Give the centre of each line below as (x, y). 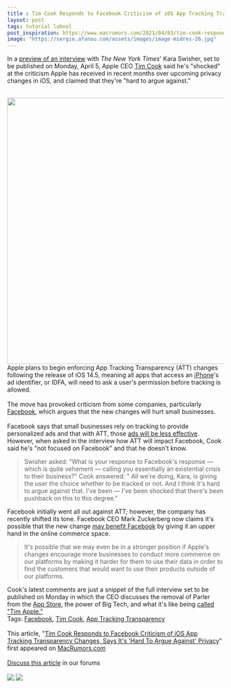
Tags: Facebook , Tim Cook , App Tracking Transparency (86, 619)
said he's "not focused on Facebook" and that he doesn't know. (97, 448)
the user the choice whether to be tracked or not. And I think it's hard (122, 484)
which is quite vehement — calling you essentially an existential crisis (122, 469)
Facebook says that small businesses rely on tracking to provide (98, 426)
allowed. (19, 389)
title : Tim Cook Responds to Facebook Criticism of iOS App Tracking (110, 13)
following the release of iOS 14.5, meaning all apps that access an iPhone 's (113, 375)
